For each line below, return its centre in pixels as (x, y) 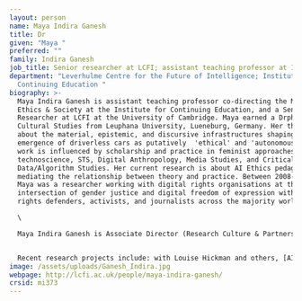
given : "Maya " (38, 43)
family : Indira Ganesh (52, 59)
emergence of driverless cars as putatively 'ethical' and (132, 143)
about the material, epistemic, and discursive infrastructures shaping (156, 135)
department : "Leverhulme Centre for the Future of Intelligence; (134, 76)
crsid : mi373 (34, 283)
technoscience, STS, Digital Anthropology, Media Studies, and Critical (156, 159)
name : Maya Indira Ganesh (58, 26)
